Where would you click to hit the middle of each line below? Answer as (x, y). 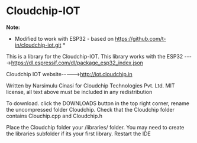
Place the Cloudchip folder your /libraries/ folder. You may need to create (95, 127)
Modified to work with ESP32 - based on (64, 38)
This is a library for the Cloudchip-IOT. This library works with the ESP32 (95, 56)
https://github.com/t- (141, 38)
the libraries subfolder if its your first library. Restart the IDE (78, 134)
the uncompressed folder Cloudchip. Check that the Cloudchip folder (91, 109)
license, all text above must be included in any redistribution (79, 92)
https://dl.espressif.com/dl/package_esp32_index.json (77, 63)
